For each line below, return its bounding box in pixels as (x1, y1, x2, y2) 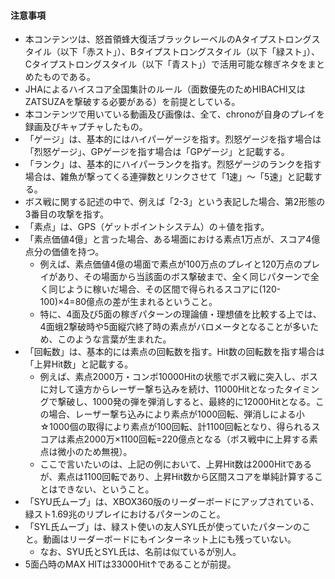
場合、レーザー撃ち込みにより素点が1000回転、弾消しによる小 (48, 408, 305, 420)
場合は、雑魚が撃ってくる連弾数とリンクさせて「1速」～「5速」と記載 (24, 171, 314, 183)
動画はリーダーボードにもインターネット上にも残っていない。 (42, 533, 297, 545)
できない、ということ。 (57, 483, 155, 495)
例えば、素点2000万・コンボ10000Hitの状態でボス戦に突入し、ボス (39, 371, 319, 383)
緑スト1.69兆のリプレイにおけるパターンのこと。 (24, 508, 226, 520)
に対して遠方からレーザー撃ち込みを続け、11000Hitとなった (39, 383, 285, 395)
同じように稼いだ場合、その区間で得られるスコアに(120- (48, 283, 282, 295)
